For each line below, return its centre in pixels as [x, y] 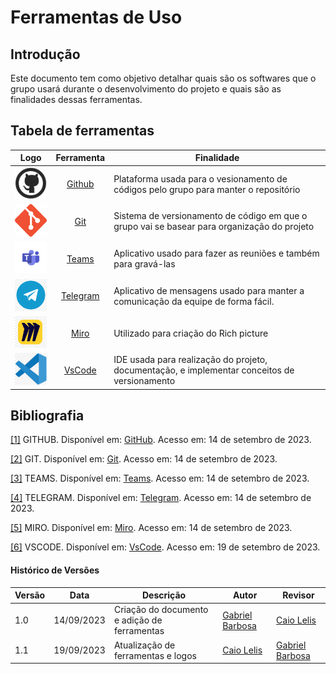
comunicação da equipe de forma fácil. [194, 301]
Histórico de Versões [55, 570]
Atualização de [144, 645]
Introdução [45, 54]
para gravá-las [144, 264]
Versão [30, 595]
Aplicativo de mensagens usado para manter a [209, 290]
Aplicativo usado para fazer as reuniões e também [216, 253]
